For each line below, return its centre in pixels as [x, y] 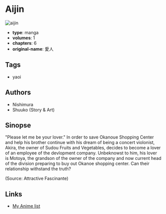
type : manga [25, 32]
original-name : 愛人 [33, 49]
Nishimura [23, 104]
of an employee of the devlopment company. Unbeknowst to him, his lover [81, 153]
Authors [18, 93]
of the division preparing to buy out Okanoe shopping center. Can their [77, 164]
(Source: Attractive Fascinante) [37, 178]
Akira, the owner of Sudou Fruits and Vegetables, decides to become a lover [83, 148]
